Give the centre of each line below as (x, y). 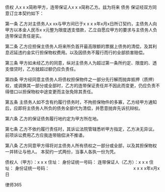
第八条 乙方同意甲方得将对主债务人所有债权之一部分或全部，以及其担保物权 (81, 145)
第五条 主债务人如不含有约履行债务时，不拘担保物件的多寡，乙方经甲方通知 (81, 102)
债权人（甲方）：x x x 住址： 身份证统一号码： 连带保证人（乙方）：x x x (77, 162)
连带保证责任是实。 (25, 36)
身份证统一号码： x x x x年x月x (87, 168)
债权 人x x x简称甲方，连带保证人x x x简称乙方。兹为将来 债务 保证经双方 (79, 7)
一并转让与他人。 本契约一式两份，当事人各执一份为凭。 (62, 152)
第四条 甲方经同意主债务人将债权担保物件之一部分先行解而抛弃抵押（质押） (81, 79)
